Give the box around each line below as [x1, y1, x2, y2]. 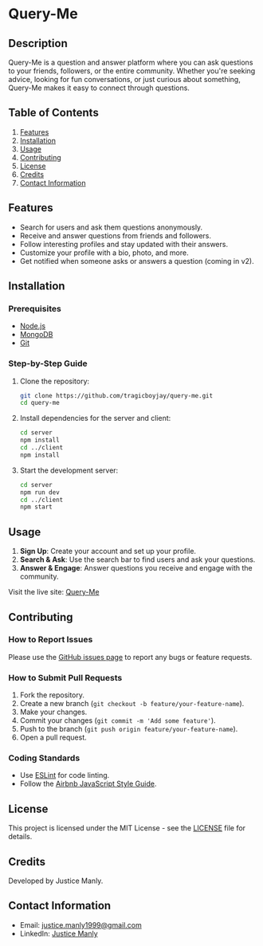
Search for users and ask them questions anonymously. [19, 222, 203, 232]
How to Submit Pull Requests [8, 672, 123, 683]
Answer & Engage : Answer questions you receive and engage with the [19, 563, 253, 573]
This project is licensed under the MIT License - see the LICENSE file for [8, 823, 245, 833]
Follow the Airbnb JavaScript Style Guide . [19, 779, 157, 789]
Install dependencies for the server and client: [19, 414, 171, 423]
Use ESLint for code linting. [19, 771, 110, 780]
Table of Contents [8, 106, 100, 120]
